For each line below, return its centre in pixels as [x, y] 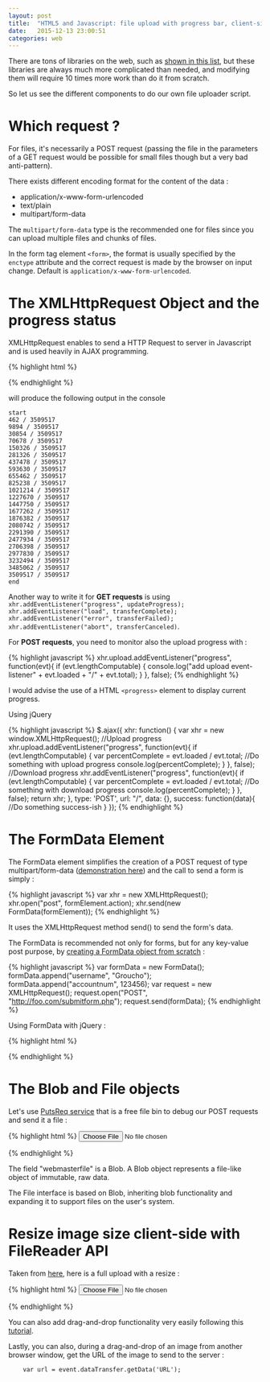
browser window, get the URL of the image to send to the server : [117, 1355]
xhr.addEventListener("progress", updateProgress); [96, 604]
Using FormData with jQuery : [57, 1025]
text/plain [36, 205]
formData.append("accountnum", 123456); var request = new [110, 984]
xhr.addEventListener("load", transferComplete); [93, 612]
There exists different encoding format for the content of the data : [119, 181]
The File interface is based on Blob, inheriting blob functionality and [121, 1193]
